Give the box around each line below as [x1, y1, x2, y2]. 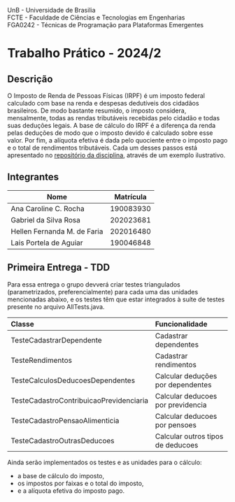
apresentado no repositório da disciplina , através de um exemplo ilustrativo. [7, 151, 226, 159]
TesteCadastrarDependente [10, 335, 103, 345]
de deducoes [155, 440, 199, 450]
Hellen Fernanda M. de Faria [10, 227, 104, 236]
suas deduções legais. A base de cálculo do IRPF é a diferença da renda [7, 122, 216, 129]
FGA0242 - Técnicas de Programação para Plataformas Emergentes [7, 21, 204, 29]
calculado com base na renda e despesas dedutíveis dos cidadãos [7, 99, 199, 107]
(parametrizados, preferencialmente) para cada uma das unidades [7, 287, 199, 296]
